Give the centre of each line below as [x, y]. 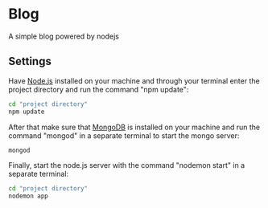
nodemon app [28, 196]
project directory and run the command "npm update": [99, 89]
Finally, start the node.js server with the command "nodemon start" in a [127, 165]
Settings [30, 61]
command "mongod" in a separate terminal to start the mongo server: [124, 135]
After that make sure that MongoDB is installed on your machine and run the [134, 127]
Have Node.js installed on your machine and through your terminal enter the [134, 80]
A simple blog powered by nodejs [64, 36]
